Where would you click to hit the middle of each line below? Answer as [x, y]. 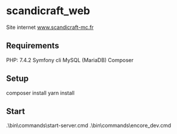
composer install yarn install [41, 93]
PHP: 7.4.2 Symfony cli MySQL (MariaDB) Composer [70, 60]
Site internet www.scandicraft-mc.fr [50, 27]
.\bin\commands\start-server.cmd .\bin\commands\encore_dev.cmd [89, 126]
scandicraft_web [48, 11]
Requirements [33, 46]
